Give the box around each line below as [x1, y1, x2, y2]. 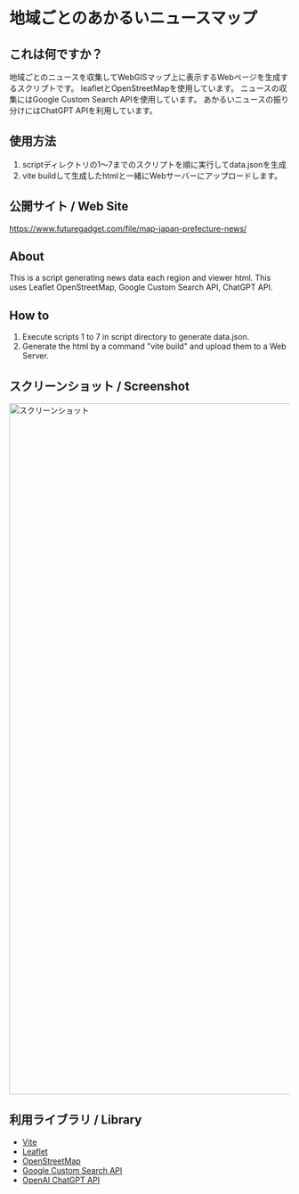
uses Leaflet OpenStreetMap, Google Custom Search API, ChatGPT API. [9, 282, 273, 292]
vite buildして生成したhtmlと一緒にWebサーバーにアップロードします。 [21, 170, 283, 181]
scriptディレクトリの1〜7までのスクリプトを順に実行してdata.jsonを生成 [21, 159, 287, 169]
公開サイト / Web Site [9, 199, 129, 214]
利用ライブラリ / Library [9, 1112, 142, 1128]
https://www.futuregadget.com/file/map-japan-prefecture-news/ [9, 223, 247, 234]
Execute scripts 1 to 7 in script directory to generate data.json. [21, 332, 250, 342]
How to [9, 308, 50, 323]
